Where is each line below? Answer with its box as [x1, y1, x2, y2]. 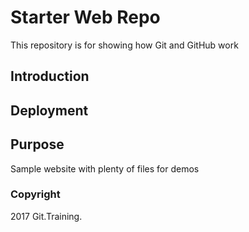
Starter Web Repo [10, 6, 161, 29]
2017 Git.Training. [10, 210, 83, 222]
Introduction [10, 68, 90, 85]
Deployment [10, 102, 89, 119]
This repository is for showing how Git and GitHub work [10, 39, 239, 51]
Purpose [10, 136, 65, 153]
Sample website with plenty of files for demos [10, 162, 200, 175]
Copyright [10, 187, 61, 201]
